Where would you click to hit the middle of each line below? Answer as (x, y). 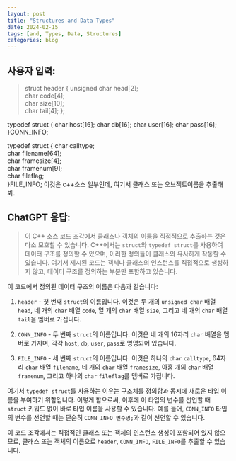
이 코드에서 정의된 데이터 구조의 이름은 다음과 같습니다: (83, 286)
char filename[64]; (35, 153)
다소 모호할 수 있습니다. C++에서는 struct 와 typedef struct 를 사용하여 (124, 244)
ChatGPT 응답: (39, 218)
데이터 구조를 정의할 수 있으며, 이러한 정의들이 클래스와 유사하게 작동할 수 (125, 254)
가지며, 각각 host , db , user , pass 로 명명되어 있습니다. (104, 343)
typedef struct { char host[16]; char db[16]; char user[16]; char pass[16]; (112, 124)
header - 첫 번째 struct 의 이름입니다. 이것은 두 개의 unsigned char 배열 (117, 301)
